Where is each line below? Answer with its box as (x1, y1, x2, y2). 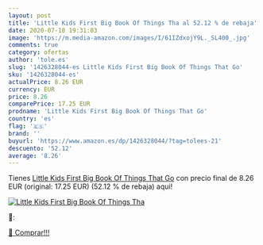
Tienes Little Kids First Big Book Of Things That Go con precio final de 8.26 (8, 174, 254, 183)
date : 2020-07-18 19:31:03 (8, 26, 98, 34)
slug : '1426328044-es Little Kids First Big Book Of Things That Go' (8, 63, 244, 71)
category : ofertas (8, 48, 69, 56)
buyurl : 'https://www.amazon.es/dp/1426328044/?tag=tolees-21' (8, 136, 222, 145)
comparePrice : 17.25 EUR (8, 100, 91, 108)
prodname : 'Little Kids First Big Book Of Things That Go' (8, 108, 208, 116)
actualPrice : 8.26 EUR (8, 78, 83, 86)
